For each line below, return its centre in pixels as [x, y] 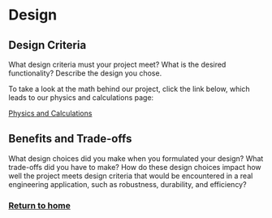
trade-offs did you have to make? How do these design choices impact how [135, 167]
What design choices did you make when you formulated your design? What [136, 158]
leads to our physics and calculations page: [81, 98]
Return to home [39, 205]
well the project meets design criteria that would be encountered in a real [131, 176]
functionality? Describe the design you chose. [85, 73]
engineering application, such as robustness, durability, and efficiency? [127, 184]
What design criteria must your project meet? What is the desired [117, 64]
